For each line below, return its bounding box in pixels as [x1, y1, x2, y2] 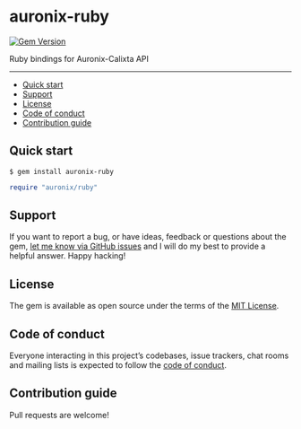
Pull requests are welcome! [9, 409, 109, 420]
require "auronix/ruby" [9, 182, 99, 192]
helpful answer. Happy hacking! [9, 250, 126, 261]
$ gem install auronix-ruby [9, 167, 115, 176]
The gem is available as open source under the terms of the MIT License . [9, 301, 279, 311]
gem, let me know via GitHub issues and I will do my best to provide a [9, 241, 266, 252]
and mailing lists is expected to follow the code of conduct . [9, 360, 227, 371]
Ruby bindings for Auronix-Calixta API [9, 53, 150, 64]
